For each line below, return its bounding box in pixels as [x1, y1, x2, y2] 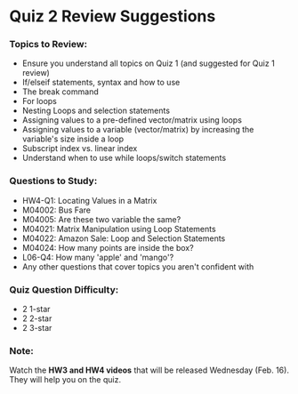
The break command [21, 86, 100, 97]
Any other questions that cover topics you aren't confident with [21, 261, 254, 272]
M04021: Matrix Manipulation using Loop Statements [21, 223, 216, 234]
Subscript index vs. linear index [21, 143, 138, 154]
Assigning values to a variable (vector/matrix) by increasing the [21, 125, 254, 135]
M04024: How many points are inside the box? [21, 242, 194, 253]
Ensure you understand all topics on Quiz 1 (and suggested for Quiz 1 [21, 58, 276, 68]
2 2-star [21, 313, 52, 324]
